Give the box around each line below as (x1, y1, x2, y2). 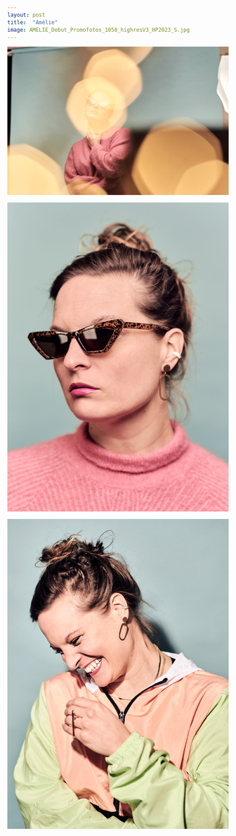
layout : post (7, 11, 46, 18)
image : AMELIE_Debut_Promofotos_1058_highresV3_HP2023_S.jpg (7, 26, 190, 33)
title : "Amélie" (7, 18, 58, 26)
